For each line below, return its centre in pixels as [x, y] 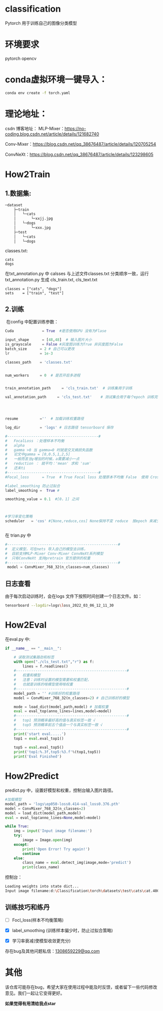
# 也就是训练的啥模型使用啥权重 [43, 684]
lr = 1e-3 [29, 353]
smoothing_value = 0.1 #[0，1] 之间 [42, 499]
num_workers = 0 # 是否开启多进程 [43, 375]
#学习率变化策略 [19, 517]
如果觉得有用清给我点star [30, 1003]
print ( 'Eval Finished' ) [38, 757]
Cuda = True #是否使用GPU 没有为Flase [56, 331]
